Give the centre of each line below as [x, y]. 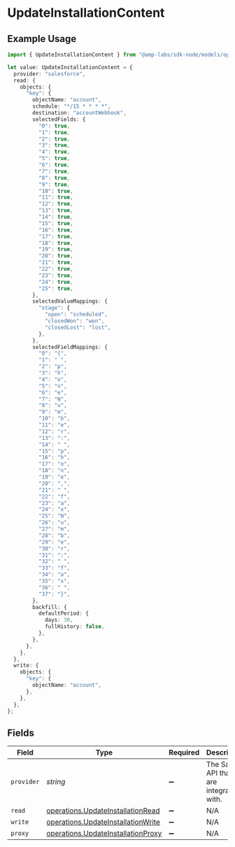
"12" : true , [56, 204]
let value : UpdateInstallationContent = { [70, 67]
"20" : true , [56, 256]
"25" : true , [56, 288]
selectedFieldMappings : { [70, 347]
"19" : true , [56, 250]
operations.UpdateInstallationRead [103, 811]
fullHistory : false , [74, 627]
